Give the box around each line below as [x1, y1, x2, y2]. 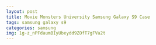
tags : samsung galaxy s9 [6, 19, 67, 25]
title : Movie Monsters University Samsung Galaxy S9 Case [6, 14, 150, 20]
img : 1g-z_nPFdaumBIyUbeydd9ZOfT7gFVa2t [6, 30, 106, 36]
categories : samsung [6, 25, 57, 31]
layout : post [6, 8, 38, 15]
